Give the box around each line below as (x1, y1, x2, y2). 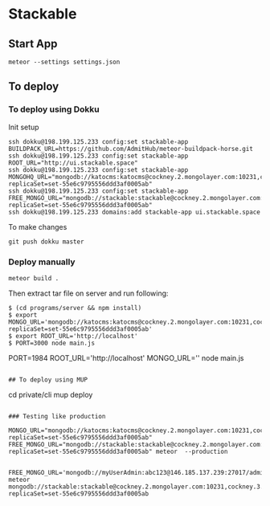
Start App (8, 37, 58, 51)
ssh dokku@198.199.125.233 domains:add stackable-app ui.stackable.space (8, 208, 261, 216)
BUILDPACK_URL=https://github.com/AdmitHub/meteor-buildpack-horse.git (8, 145, 253, 153)
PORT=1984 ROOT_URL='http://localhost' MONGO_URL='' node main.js (8, 353, 244, 362)
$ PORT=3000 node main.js (8, 339, 95, 347)
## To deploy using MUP (8, 375, 88, 384)
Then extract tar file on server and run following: (8, 288, 169, 298)
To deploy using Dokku (8, 104, 100, 115)
